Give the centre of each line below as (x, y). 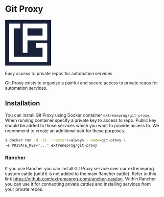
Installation (23, 103)
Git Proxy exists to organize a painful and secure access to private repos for (82, 83)
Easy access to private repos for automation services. (59, 73)
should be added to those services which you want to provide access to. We (82, 125)
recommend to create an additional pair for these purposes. (65, 131)
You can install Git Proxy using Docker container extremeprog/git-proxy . (78, 115)
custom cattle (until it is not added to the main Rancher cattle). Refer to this (81, 174)
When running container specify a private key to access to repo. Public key (81, 120)
